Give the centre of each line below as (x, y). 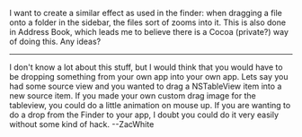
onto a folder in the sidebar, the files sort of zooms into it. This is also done (147, 22)
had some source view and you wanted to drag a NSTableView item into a (146, 86)
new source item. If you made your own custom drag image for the (133, 96)
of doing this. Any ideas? (55, 41)
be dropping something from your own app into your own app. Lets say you (149, 77)
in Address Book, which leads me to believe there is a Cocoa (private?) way (149, 32)
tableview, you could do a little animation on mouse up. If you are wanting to (150, 105)
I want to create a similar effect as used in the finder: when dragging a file (146, 13)
